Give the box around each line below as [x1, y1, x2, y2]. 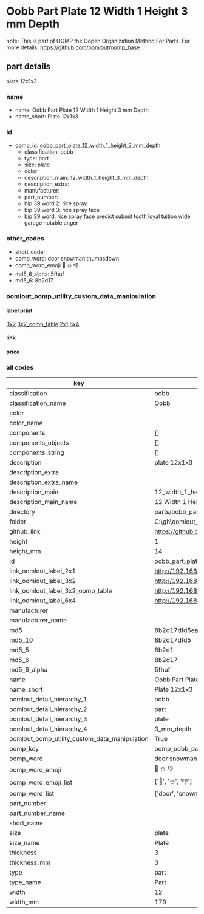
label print [6, 307, 33, 314]
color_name [9, 419, 43, 428]
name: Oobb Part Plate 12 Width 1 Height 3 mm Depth [15, 106, 149, 114]
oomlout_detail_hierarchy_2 [9, 705, 87, 714]
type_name [9, 878, 41, 887]
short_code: [15, 248, 46, 256]
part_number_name [9, 809, 65, 817]
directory [9, 508, 35, 516]
